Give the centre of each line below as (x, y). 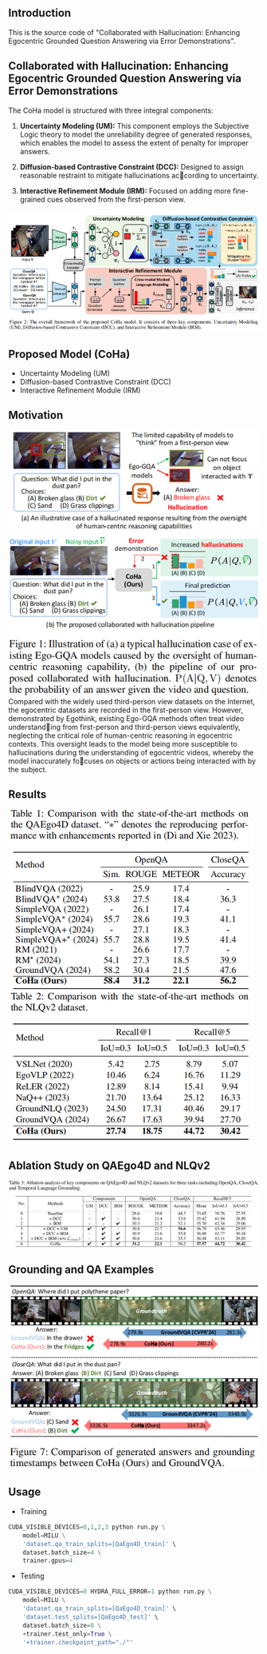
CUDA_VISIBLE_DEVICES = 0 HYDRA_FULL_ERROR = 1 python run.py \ (110, 1592)
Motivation (36, 415)
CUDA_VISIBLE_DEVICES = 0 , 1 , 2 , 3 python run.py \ (87, 1527)
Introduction (40, 13)
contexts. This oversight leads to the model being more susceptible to (123, 743)
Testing (32, 1576)
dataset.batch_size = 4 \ (62, 1552)
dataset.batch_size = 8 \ (62, 1625)
